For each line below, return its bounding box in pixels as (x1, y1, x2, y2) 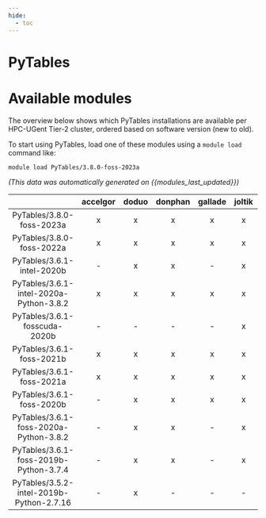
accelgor (82, 196, 116, 207)
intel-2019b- (17, 487, 69, 498)
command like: (8, 148, 56, 157)
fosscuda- (23, 320, 63, 332)
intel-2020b (19, 265, 66, 276)
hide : (8, 11, 26, 20)
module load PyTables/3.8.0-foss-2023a (8, 163, 140, 171)
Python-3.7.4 (17, 464, 69, 475)
